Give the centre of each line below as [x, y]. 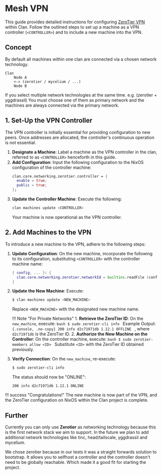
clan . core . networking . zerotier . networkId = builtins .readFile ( [83, 277]
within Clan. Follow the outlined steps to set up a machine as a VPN [72, 27]
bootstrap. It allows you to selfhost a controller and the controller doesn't [78, 457]
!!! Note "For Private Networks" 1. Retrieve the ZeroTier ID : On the [78, 319]
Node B [20, 86]
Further [16, 415]
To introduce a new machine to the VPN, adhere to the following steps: [75, 244]
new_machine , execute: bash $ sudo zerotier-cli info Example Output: [84, 324]
